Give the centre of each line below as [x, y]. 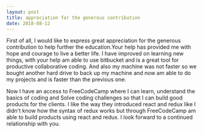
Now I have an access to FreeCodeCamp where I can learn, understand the [101, 92]
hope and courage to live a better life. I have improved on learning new [95, 54]
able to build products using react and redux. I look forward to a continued [100, 117]
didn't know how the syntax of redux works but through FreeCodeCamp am [101, 111]
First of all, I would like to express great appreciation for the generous [94, 41]
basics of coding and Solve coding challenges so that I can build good [94, 98]
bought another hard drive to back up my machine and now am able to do [99, 73]
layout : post [23, 12]
